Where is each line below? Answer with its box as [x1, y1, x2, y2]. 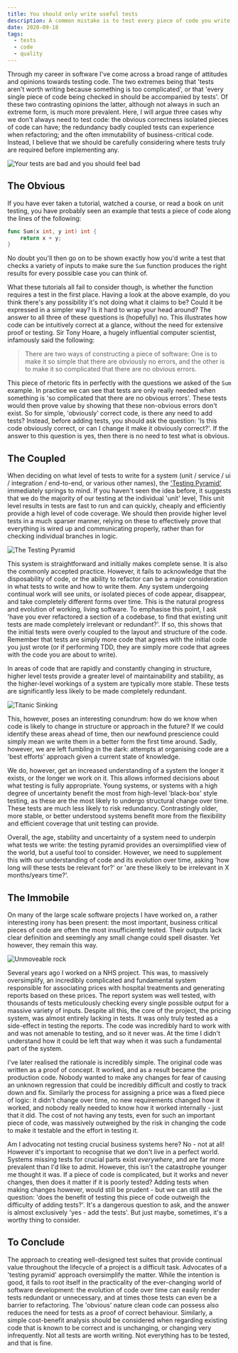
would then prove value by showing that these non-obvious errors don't [7, 401, 218, 410]
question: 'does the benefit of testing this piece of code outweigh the [7, 1193, 210, 1201]
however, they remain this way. [7, 940, 98, 949]
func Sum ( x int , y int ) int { [7, 227, 97, 235]
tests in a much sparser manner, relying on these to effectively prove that [7, 517, 222, 525]
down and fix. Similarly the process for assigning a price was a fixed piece [7, 1088, 225, 1096]
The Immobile [7, 892, 70, 904]
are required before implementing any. [7, 145, 119, 154]
